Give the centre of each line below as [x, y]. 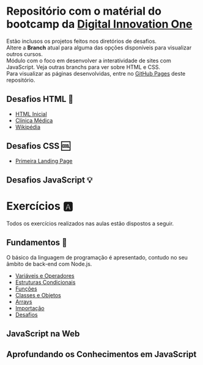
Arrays [24, 302]
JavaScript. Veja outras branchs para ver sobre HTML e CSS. [83, 67]
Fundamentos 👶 [37, 243]
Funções [26, 289]
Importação [30, 308]
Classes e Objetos [38, 295]
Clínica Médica [34, 120]
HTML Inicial [31, 114]
